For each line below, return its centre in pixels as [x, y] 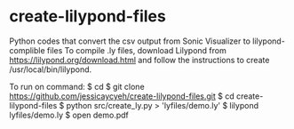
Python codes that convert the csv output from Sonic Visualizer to [130, 41]
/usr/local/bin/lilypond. [51, 69]
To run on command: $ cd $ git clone [77, 86]
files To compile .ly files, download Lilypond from [137, 50]
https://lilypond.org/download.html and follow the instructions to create [139, 60]
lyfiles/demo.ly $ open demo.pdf [69, 115]
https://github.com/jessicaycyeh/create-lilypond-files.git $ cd [122, 96]
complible [28, 50]
